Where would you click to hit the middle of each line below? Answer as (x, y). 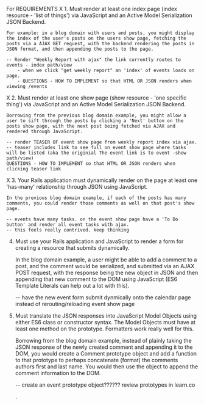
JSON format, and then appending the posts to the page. (80, 49)
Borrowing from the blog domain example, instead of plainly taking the (103, 341)
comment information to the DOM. (58, 373)
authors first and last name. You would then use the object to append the (107, 367)
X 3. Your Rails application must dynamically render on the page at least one (102, 180)
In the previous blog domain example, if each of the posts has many (97, 198)
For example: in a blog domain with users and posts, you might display (100, 33)
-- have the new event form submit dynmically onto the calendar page (103, 297)
